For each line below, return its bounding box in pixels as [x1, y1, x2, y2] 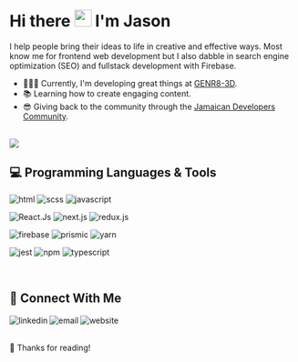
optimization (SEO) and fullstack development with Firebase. [9, 60, 237, 71]
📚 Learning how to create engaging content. [22, 87, 191, 99]
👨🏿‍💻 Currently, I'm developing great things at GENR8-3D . [22, 77, 238, 88]
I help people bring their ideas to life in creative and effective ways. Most [9, 41, 283, 52]
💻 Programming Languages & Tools [9, 165, 217, 181]
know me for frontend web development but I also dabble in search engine [9, 50, 290, 61]
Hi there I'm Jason [9, 11, 171, 32]
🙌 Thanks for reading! [9, 342, 91, 353]
